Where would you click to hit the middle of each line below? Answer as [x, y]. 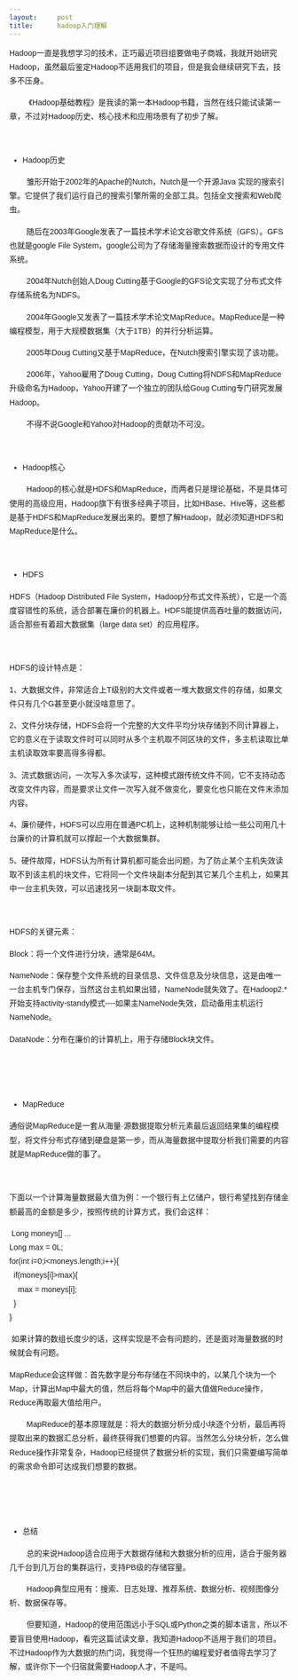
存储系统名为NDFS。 [47, 295]
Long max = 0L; [36, 1247]
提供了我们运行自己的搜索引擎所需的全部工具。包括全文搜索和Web [153, 196]
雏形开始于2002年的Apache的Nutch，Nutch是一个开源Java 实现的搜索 [152, 181]
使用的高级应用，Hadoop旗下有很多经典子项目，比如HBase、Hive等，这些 [143, 503]
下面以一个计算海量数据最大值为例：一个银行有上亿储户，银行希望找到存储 [145, 1198]
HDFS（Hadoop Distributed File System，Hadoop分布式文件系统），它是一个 [145, 596]
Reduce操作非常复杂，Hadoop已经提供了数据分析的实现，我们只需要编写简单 [149, 1452]
